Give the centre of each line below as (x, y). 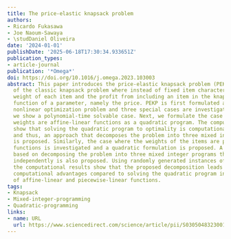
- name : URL (24, 218)
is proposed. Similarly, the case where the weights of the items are (117, 142)
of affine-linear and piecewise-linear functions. (87, 180)
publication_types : (35, 59)
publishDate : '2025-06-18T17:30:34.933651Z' (72, 52)
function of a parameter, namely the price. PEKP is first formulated (117, 103)
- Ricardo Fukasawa (35, 26)
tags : (15, 187)
